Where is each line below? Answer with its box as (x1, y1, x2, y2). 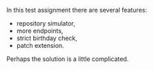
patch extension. (16, 42, 65, 49)
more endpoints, (16, 27, 64, 35)
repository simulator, (16, 19, 75, 27)
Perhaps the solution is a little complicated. (6, 55, 129, 63)
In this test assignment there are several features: (6, 6, 148, 14)
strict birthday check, (16, 34, 77, 42)
